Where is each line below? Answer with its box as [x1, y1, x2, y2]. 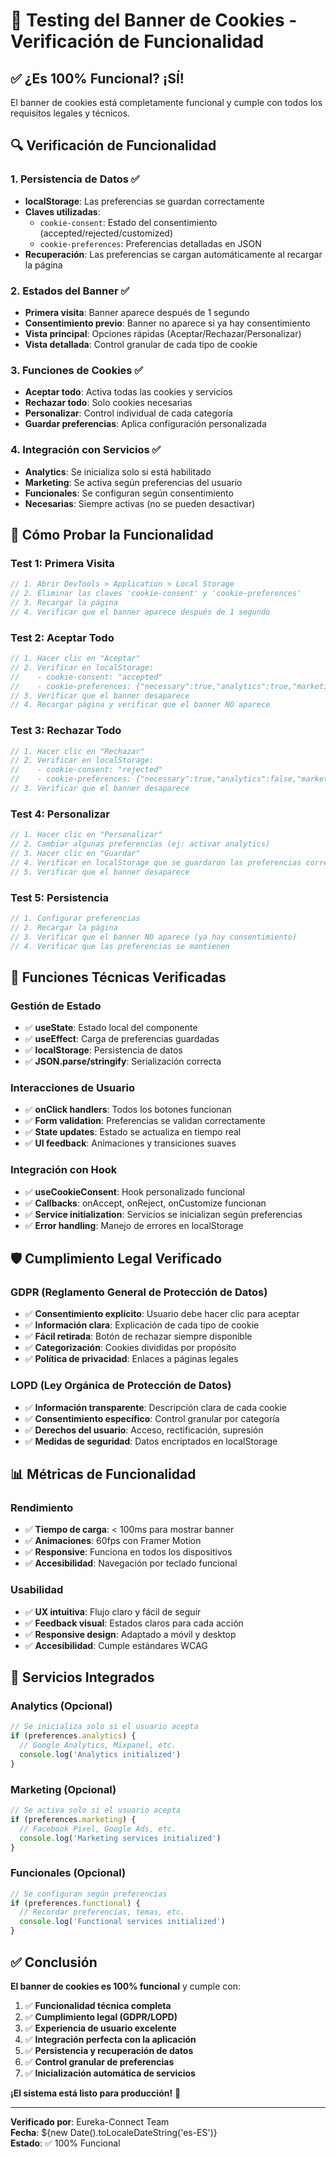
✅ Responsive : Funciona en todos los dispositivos [24, 1546, 233, 1558]
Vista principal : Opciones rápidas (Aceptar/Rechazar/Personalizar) [24, 327, 302, 339]
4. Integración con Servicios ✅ [10, 443, 162, 457]
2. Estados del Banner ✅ [10, 284, 130, 298]
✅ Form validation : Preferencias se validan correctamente [24, 1115, 266, 1127]
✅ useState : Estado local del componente [24, 1022, 198, 1034]
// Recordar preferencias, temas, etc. [19, 1907, 186, 1918]
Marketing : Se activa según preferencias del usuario [24, 476, 243, 488]
